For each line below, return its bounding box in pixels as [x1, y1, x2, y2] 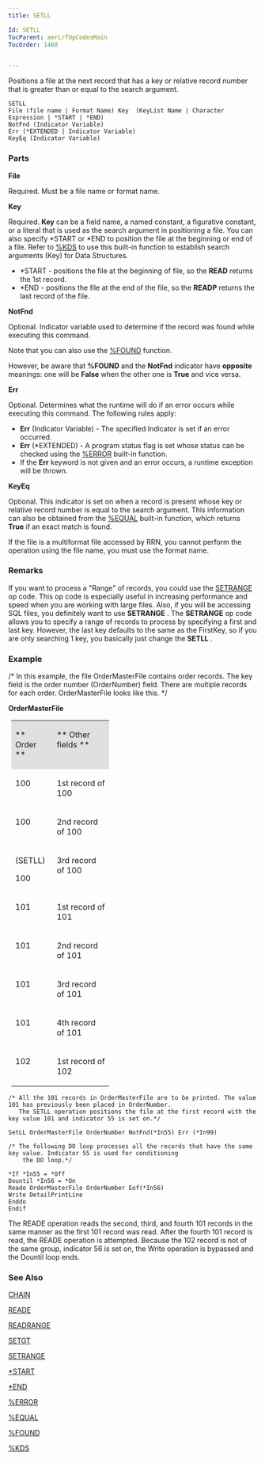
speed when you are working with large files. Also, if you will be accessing [8, 599, 251, 610]
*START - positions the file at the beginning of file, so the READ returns [19, 266, 253, 276]
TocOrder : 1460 [8, 40, 59, 48]
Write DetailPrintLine [8, 1191, 83, 1200]
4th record [56, 1017, 97, 1028]
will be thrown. [19, 466, 68, 475]
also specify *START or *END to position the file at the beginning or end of [8, 234, 253, 243]
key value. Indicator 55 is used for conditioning [8, 1150, 179, 1158]
